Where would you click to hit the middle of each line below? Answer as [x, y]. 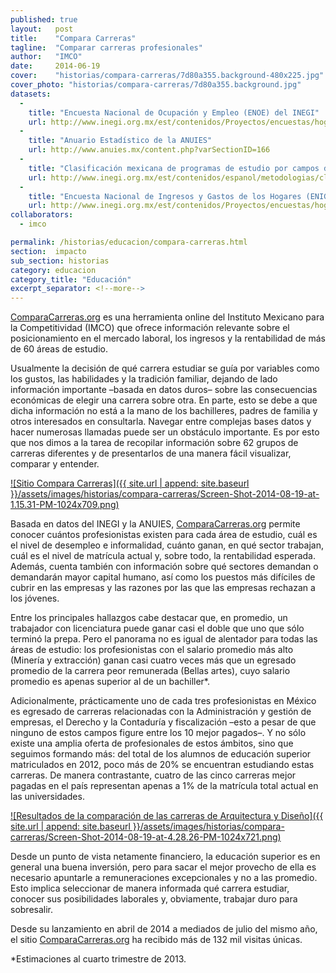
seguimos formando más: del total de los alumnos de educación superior [161, 754]
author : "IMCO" [46, 57]
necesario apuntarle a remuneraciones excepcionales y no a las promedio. [164, 878]
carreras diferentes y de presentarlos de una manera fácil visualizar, [151, 453]
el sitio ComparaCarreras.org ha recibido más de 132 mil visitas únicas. [156, 940]
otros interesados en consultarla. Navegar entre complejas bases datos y [161, 422]
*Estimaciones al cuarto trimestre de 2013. [98, 959]
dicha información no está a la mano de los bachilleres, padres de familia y [164, 411]
